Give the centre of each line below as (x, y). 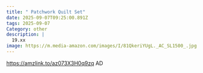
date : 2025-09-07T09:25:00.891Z (47, 18)
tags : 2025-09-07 (28, 23)
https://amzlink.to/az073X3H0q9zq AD (55, 63)
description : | (26, 35)
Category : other (27, 29)
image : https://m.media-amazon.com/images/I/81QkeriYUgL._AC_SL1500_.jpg (102, 46)
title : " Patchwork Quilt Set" (46, 12)
